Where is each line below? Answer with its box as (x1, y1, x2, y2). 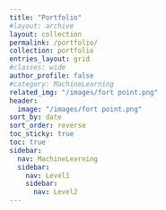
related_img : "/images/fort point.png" (9, 88, 159, 97)
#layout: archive (9, 21, 74, 30)
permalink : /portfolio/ (9, 38, 99, 47)
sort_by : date (9, 113, 63, 122)
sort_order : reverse (9, 122, 87, 130)
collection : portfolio (9, 46, 94, 55)
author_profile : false (9, 71, 94, 80)
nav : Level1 (25, 171, 70, 180)
